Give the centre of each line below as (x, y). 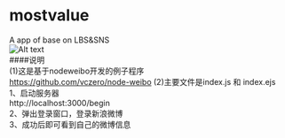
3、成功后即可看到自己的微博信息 (70, 124)
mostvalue (49, 15)
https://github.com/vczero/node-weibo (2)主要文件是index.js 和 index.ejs (142, 81)
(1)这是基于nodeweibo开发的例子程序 (77, 71)
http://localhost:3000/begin (60, 103)
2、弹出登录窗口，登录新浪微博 (66, 113)
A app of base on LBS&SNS (59, 40)
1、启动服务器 (34, 93)
